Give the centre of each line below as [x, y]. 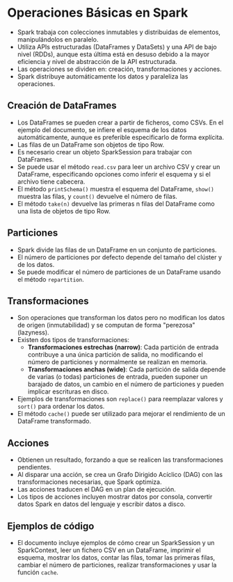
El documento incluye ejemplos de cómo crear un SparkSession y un [116, 543]
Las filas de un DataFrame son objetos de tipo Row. [91, 145]
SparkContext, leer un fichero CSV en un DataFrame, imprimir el [109, 550]
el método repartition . [51, 279]
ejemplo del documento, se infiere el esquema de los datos [102, 129]
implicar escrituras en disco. [68, 391]
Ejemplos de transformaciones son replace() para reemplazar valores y [120, 399]
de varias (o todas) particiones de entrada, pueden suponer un [118, 377]
